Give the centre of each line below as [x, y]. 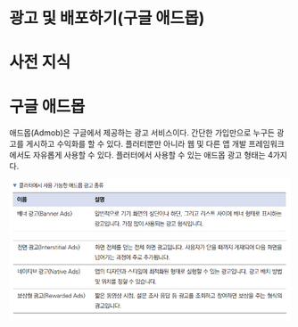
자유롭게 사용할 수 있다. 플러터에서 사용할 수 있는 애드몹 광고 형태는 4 [153, 155]
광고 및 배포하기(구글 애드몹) [107, 18]
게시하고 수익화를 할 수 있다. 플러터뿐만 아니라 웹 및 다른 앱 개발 [136, 144]
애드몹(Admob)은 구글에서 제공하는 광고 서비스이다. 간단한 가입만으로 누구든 [142, 133]
